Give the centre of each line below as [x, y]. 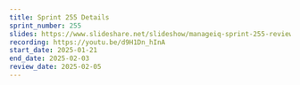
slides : [24, 34]
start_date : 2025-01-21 [54, 50]
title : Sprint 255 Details [59, 17]
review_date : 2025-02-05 [55, 67]
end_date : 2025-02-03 [50, 58]
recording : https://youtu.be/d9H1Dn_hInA [87, 42]
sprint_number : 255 [46, 26]
